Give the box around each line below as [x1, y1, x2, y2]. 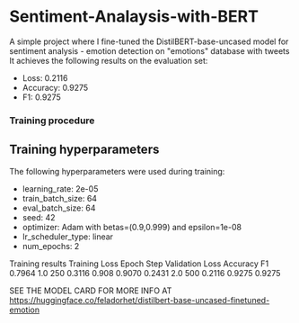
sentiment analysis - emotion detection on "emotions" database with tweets [9, 45, 290, 56]
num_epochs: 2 [22, 240, 80, 251]
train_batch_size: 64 [22, 193, 97, 203]
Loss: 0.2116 [22, 72, 68, 83]
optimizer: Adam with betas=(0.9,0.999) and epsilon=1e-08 [22, 221, 242, 232]
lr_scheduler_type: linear [22, 231, 114, 242]
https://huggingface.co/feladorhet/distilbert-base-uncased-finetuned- [9, 294, 270, 305]
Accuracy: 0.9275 [22, 82, 89, 93]
